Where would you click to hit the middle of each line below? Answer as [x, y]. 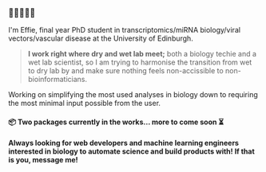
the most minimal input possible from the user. [85, 104]
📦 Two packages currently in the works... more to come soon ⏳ [116, 122]
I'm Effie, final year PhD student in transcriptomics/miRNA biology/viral [125, 30]
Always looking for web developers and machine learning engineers [124, 143]
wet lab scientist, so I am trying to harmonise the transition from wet [140, 62]
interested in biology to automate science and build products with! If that [132, 151]
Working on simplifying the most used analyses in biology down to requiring [133, 95]
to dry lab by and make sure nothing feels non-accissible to [125, 71]
